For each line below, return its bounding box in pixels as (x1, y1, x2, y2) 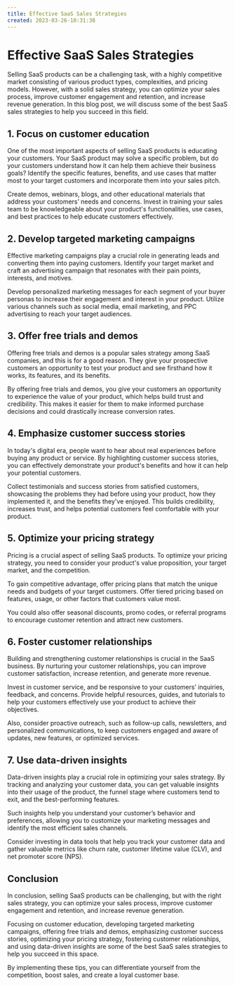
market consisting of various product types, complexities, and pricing (7, 78, 208, 86)
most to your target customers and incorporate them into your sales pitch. (7, 176, 221, 185)
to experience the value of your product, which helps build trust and (7, 392, 204, 400)
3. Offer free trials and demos (7, 330, 139, 342)
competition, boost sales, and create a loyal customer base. (7, 971, 180, 979)
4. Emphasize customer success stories (7, 428, 186, 440)
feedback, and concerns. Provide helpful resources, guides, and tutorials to (7, 690, 226, 699)
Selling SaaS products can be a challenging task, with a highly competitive (7, 70, 222, 79)
